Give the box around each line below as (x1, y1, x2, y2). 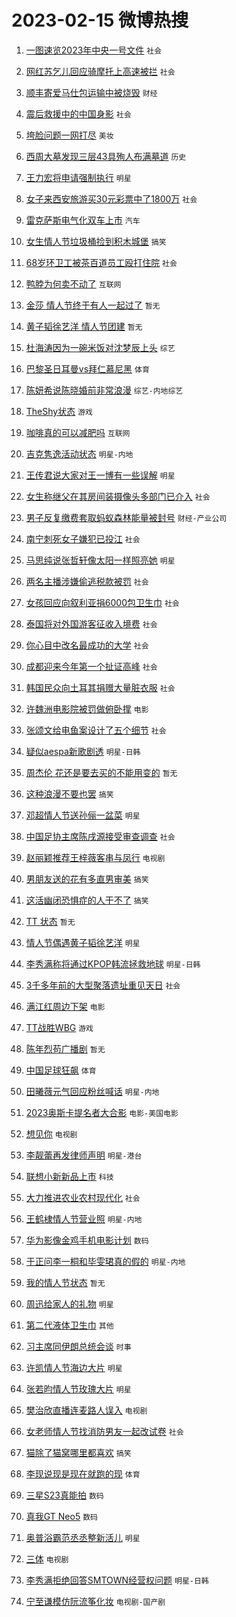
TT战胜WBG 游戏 (25, 1021, 94, 1033)
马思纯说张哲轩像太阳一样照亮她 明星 (25, 554, 176, 566)
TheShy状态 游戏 (25, 405, 93, 417)
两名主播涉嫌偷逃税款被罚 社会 (25, 575, 149, 587)
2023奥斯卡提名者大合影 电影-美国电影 (25, 1106, 179, 1118)
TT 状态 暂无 (25, 915, 76, 927)
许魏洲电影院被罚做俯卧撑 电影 (25, 702, 149, 715)
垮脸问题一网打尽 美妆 (25, 129, 114, 141)
